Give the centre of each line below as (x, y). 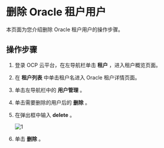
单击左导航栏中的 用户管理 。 (50, 90)
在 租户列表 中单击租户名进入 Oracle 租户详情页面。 (77, 78)
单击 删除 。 (29, 139)
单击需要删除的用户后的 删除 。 (52, 102)
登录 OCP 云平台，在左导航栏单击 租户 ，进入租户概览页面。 (88, 65)
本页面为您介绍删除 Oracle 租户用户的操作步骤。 (65, 29)
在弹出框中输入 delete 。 (45, 115)
